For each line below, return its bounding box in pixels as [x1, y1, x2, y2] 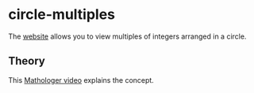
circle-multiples [8, 6, 116, 24]
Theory [8, 54, 46, 68]
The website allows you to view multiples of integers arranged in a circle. [8, 32, 247, 41]
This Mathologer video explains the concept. [8, 75, 155, 84]
